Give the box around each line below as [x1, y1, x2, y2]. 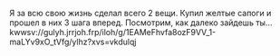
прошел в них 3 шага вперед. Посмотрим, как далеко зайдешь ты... [9, 17, 273, 28]
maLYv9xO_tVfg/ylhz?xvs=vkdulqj [9, 36, 137, 47]
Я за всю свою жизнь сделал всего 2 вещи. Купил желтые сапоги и [9, 8, 272, 18]
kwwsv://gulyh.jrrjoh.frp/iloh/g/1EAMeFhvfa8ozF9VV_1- [9, 27, 217, 37]
